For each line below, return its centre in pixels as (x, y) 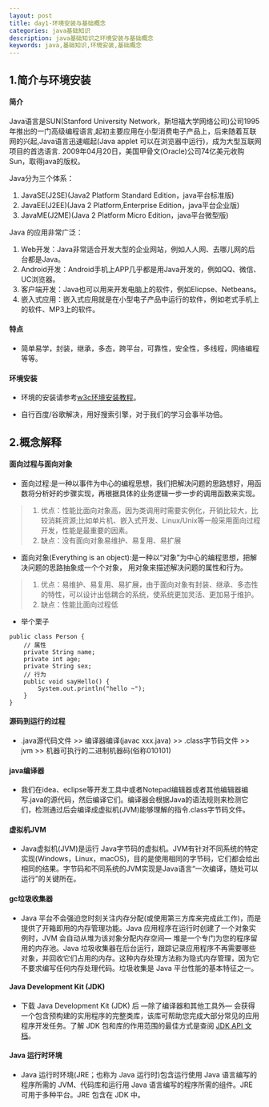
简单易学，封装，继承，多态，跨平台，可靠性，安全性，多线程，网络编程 (140, 348)
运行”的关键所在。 (50, 879)
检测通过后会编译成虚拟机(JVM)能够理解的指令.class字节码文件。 (143, 810)
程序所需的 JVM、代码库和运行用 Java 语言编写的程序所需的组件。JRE (137, 1085)
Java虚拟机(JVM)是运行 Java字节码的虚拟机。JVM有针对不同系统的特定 (139, 848)
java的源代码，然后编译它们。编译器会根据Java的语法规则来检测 (136, 800)
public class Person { (47, 636)
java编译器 (27, 770)
